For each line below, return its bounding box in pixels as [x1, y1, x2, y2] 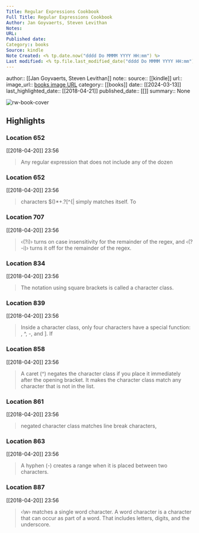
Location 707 [6, 213, 44, 221]
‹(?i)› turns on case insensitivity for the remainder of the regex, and [20, 238, 185, 245]
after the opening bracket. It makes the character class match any [20, 376, 182, 383]
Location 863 [6, 437, 46, 445]
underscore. [20, 521, 51, 528]
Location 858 [6, 345, 46, 353]
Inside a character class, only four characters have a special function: [20, 324, 191, 331]
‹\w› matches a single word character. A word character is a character [20, 508, 192, 515]
